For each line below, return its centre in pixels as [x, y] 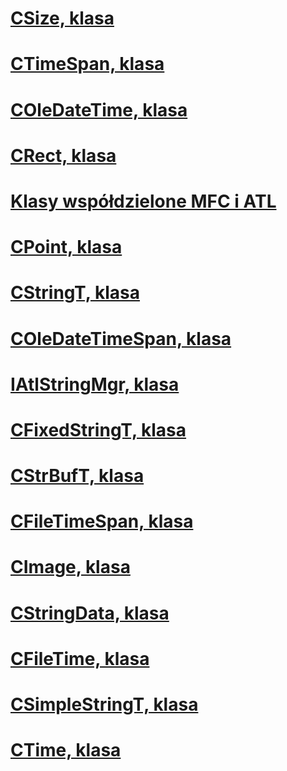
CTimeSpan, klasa [87, 64]
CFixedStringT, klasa [98, 429]
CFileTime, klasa [80, 658]
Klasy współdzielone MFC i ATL [143, 201]
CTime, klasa [66, 750]
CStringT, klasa [75, 293]
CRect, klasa [63, 155]
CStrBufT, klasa [77, 476]
